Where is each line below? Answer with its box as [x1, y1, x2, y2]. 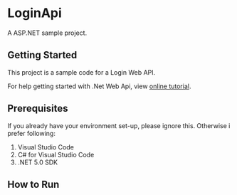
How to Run [7, 178, 60, 190]
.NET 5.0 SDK [17, 158, 58, 167]
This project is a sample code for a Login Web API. [7, 68, 156, 76]
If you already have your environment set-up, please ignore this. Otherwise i [7, 121, 231, 130]
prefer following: [7, 129, 56, 137]
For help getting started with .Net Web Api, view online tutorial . [7, 82, 191, 90]
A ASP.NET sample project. [7, 28, 88, 37]
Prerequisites [7, 102, 68, 115]
